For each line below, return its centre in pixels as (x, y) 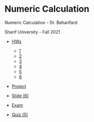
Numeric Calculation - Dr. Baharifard (41, 22)
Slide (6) (20, 96)
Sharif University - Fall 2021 (32, 32)
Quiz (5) (20, 114)
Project (19, 86)
